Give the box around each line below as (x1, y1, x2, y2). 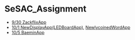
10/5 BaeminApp (11, 29, 45, 35)
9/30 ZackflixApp (11, 19, 46, 25)
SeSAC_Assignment (4, 3, 87, 14)
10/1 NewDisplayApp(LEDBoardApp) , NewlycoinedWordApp (11, 24, 131, 30)
